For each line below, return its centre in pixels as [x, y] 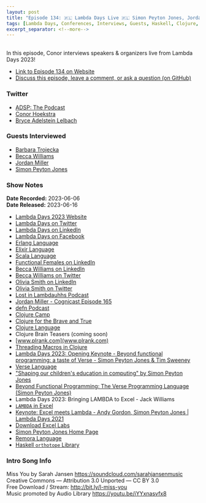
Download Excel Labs [43, 425]
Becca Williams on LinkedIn [50, 269]
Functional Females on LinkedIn [55, 263]
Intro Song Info [29, 461]
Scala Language [36, 256]
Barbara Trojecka [37, 149]
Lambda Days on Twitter [46, 223]
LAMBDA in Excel [34, 406]
